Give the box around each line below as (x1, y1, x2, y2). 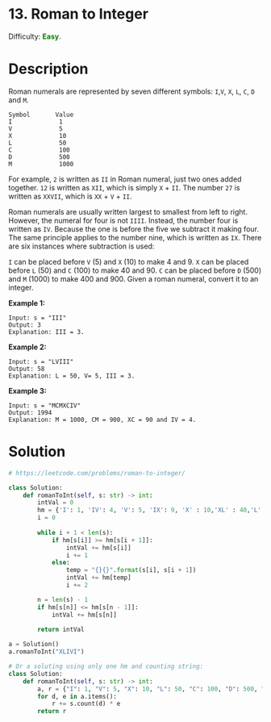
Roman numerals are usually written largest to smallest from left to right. (8, 207, 248, 216)
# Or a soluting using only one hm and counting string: (8, 662, 204, 670)
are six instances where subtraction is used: (8, 241, 155, 251)
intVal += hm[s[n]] (51, 611, 117, 619)
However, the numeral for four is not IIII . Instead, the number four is (8, 215, 239, 225)
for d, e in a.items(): (37, 692, 117, 700)
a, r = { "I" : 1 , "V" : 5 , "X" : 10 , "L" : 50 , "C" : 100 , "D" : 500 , (37, 685, 258, 693)
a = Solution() (8, 641, 60, 649)
